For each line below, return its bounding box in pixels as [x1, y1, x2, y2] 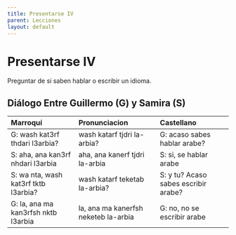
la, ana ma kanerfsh [78, 203, 143, 213]
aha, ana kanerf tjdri [78, 150, 145, 160]
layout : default [7, 23, 55, 30]
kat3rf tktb [11, 179, 46, 189]
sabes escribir [159, 179, 207, 189]
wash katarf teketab [78, 175, 145, 184]
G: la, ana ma [11, 199, 54, 209]
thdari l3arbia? [11, 138, 59, 148]
